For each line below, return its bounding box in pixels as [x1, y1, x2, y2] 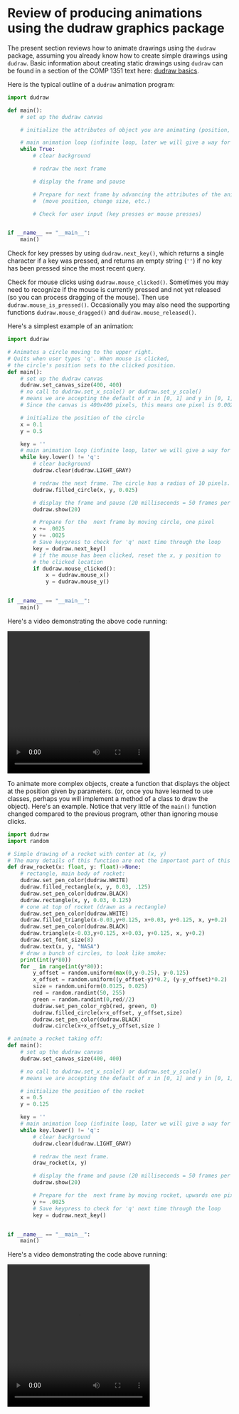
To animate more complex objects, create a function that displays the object [7, 779, 230, 787]
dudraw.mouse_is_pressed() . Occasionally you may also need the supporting [7, 300, 230, 309]
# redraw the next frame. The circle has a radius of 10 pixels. [33, 479, 231, 487]
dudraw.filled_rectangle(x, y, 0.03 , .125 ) [20, 884, 152, 891]
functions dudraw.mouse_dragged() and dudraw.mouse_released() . [7, 308, 197, 317]
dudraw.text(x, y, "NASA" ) [20, 943, 100, 950]
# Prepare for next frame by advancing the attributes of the [33, 191, 221, 198]
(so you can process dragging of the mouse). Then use [7, 293, 169, 302]
